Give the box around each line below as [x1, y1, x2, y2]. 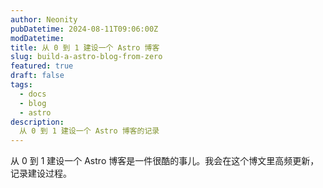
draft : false [10, 71, 65, 81]
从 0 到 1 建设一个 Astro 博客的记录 [19, 126, 160, 136]
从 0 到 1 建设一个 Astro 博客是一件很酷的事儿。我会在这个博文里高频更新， [10, 155, 320, 167]
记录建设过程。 [10, 167, 72, 180]
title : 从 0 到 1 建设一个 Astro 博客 [10, 42, 160, 53]
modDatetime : [10, 33, 65, 43]
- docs [19, 89, 47, 99]
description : [10, 117, 65, 127]
